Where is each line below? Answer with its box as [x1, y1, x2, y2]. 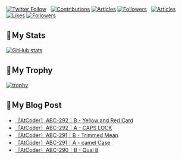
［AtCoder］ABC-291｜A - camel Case [14, 139, 111, 147]
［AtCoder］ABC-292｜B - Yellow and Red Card [14, 117, 134, 124]
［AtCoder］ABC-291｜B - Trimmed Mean [14, 132, 119, 139]
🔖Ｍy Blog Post [6, 100, 62, 110]
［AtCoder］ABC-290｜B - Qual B [14, 147, 99, 154]
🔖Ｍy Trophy [6, 65, 53, 75]
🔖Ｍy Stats [6, 30, 46, 41]
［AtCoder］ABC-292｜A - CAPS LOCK [14, 125, 112, 132]
